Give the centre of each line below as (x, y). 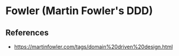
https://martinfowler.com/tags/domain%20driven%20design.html (93, 47)
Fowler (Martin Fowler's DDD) (79, 11)
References (27, 33)
